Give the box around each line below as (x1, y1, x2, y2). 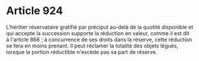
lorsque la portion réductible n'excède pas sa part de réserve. (6, 48, 157, 55)
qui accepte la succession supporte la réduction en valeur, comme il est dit (6, 29, 189, 36)
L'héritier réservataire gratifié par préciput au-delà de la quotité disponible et (6, 23, 194, 30)
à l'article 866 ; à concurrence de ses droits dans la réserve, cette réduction (6, 36, 192, 43)
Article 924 (6, 4, 64, 18)
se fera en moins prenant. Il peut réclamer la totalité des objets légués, (6, 42, 179, 49)
